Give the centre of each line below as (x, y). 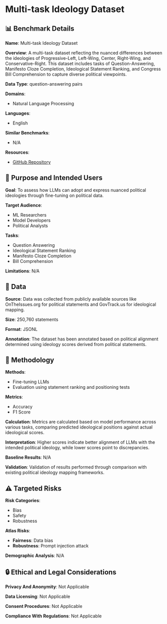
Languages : (18, 113)
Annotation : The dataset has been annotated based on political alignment (82, 339)
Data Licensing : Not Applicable (38, 597)
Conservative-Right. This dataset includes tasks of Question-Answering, (80, 63)
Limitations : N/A (22, 271)
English (20, 123)
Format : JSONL (21, 329)
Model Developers (31, 220)
